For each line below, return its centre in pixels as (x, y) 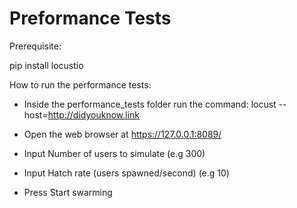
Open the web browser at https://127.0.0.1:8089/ (122, 134)
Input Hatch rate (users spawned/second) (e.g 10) (126, 173)
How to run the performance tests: (80, 84)
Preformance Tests (90, 18)
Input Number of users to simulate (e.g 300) (114, 153)
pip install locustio (46, 65)
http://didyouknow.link (93, 114)
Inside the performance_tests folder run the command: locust (150, 104)
